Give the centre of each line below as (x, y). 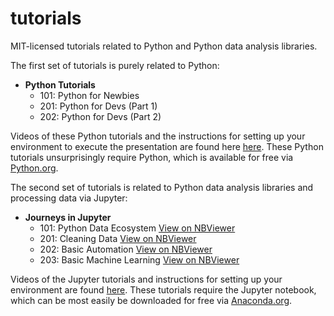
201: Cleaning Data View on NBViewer (118, 238)
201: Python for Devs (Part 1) (98, 106)
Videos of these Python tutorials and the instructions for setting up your (158, 136)
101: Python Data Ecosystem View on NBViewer (137, 228)
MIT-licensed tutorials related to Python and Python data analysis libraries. (164, 46)
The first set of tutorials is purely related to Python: (115, 65)
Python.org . (34, 168)
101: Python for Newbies (89, 95)
